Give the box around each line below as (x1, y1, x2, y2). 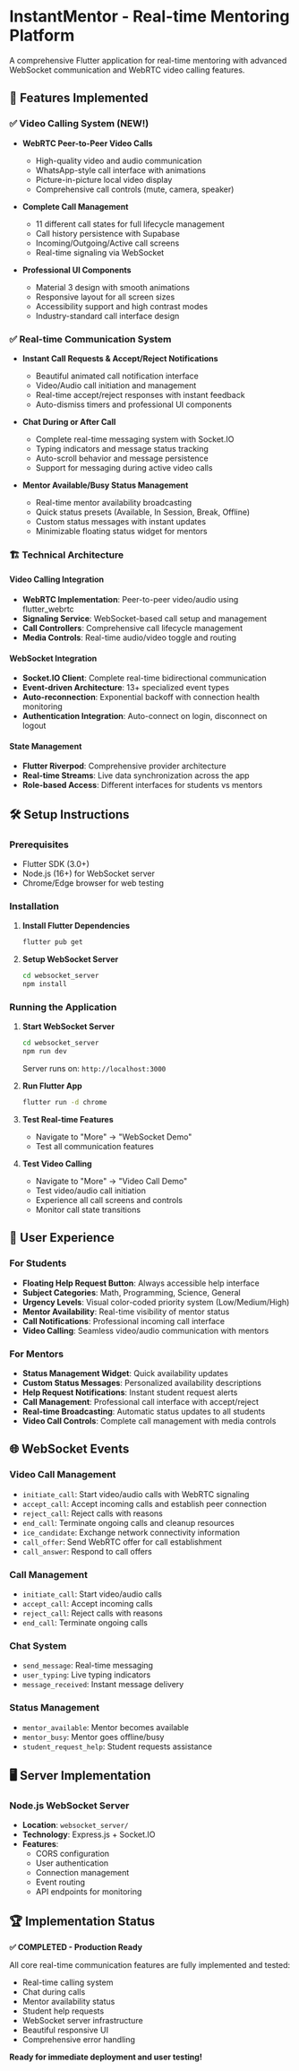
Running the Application (9, 1001, 117, 1013)
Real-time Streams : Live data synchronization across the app (21, 770, 250, 781)
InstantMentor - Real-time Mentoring (9, 6, 290, 27)
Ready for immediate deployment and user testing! (9, 2051, 203, 2063)
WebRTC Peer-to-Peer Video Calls (21, 137, 153, 149)
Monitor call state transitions (35, 1204, 141, 1215)
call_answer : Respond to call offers (21, 1546, 152, 1556)
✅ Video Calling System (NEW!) (9, 117, 149, 130)
